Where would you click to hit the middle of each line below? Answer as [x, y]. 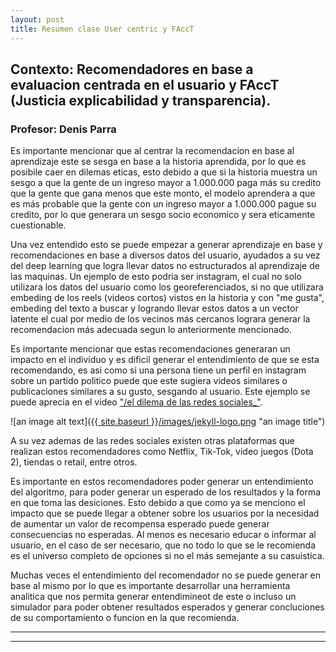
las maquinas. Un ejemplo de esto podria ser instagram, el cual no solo [156, 277]
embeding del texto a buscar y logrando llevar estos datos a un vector [154, 308]
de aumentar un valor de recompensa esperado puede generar [140, 524]
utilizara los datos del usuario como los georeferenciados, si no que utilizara [167, 287]
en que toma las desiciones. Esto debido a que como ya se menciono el [158, 503]
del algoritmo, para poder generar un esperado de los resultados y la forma [166, 492]
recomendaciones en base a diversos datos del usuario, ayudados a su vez [165, 255]
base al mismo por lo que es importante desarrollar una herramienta [150, 586]
